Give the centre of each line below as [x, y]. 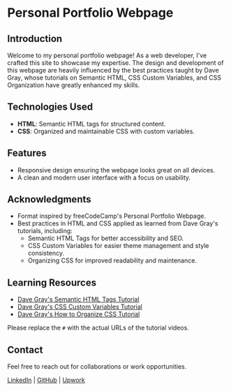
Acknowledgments [50, 199]
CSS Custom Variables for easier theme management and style [118, 246]
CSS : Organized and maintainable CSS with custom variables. [106, 131]
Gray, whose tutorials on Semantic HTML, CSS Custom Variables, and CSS [114, 78]
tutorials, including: [45, 231]
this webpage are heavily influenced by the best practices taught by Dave [113, 70]
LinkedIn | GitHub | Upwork [46, 380]
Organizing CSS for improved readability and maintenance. [112, 260]
